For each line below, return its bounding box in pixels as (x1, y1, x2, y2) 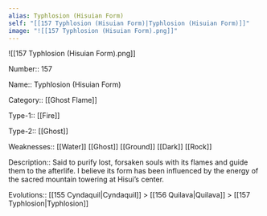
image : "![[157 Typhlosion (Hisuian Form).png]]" (8, 26, 179, 35)
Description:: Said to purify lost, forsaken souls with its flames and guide (8, 157, 249, 167)
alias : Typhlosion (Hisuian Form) (8, 11, 125, 20)
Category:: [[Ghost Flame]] (8, 96, 98, 105)
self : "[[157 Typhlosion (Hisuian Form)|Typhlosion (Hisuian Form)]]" (8, 19, 250, 27)
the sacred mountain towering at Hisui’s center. (8, 174, 165, 185)
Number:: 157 (8, 64, 53, 74)
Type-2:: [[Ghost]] (8, 126, 68, 137)
